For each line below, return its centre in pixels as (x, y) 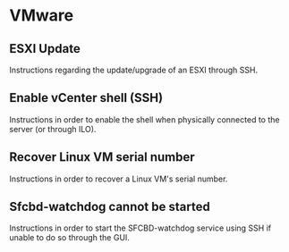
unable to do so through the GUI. (69, 238)
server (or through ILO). (53, 129)
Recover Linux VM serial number (102, 157)
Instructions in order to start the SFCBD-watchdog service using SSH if (140, 228)
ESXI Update (45, 49)
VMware (42, 16)
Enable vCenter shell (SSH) (86, 98)
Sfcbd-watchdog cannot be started (110, 207)
